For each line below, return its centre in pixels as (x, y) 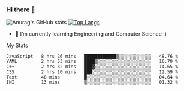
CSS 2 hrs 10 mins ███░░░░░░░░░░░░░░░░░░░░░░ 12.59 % (92, 72)
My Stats (17, 45)
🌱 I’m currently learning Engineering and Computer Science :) (91, 34)
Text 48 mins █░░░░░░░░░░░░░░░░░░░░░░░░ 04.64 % (92, 77)
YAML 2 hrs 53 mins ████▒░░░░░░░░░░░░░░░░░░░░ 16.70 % (92, 62)
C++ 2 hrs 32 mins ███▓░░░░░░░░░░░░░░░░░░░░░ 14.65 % (92, 67)
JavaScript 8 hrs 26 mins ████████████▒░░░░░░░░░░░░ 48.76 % (92, 57)
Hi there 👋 (21, 10)
